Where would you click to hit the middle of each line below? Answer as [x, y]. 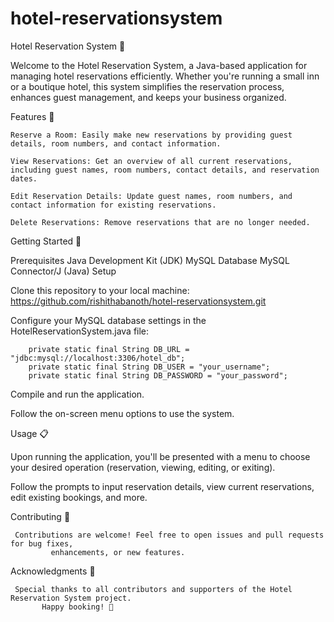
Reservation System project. [71, 598]
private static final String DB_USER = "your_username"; [149, 367]
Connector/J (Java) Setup [63, 271]
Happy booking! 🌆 [77, 607]
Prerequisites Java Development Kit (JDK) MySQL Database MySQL [150, 260]
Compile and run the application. [77, 394]
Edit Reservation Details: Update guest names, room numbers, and [151, 196]
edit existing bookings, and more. [79, 497]
